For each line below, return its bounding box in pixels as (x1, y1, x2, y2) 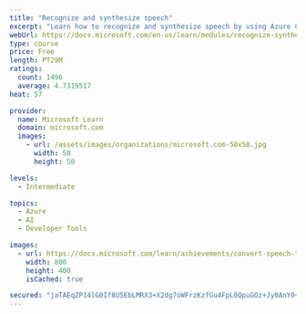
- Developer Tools (17, 225, 88, 234)
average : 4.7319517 (17, 81, 92, 90)
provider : (9, 106, 47, 115)
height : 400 (25, 266, 71, 275)
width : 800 (25, 257, 67, 267)
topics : (9, 198, 39, 208)
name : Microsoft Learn (17, 115, 104, 124)
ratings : (9, 65, 43, 74)
